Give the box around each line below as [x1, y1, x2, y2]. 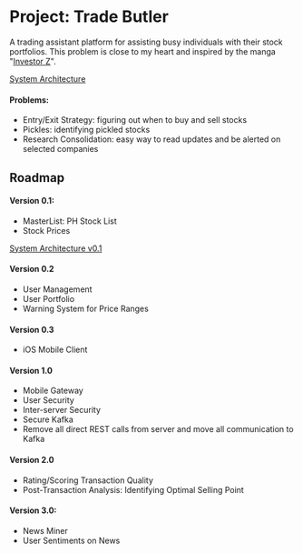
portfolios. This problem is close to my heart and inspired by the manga [9, 45, 277, 56]
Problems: [9, 94, 50, 106]
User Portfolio [22, 293, 75, 304]
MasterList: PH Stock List [22, 216, 118, 226]
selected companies [22, 144, 99, 155]
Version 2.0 [9, 454, 54, 465]
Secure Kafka [22, 414, 74, 425]
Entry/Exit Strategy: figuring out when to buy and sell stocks [22, 115, 248, 126]
